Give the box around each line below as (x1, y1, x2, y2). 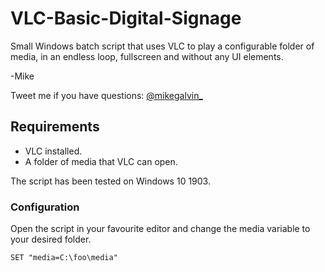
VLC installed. (24, 145, 83, 157)
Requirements (10, 118, 100, 136)
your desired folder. (10, 233, 92, 246)
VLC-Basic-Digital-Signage (10, 7, 242, 30)
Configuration (10, 200, 80, 214)
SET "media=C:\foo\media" (10, 253, 118, 263)
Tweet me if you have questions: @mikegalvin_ (10, 89, 203, 101)
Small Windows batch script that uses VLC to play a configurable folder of (10, 40, 315, 52)
